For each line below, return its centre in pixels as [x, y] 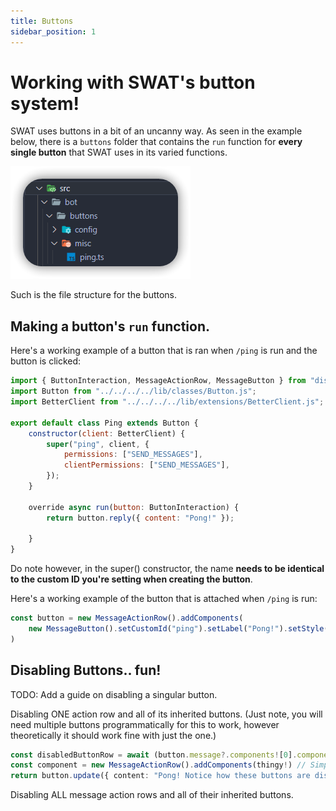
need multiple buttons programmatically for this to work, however [145, 724]
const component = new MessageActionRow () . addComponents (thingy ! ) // [158, 765]
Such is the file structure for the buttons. [94, 295]
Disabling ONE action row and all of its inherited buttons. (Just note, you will [166, 714]
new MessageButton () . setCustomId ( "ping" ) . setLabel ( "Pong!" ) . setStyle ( [178, 629]
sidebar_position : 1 [53, 31]
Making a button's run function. [110, 326]
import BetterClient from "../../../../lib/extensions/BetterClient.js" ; [167, 402]
